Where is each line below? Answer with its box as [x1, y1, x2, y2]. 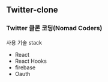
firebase [14, 63, 36, 71]
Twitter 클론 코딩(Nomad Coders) [6, 24, 103, 33]
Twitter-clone [6, 5, 58, 15]
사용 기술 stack [6, 39, 42, 46]
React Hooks [14, 57, 47, 65]
